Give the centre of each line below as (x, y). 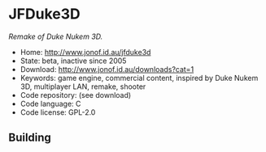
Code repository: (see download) (76, 95)
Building (30, 138)
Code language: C (50, 103)
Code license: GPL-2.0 (58, 112)
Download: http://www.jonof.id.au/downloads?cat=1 (107, 69)
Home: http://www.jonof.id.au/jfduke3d (85, 52)
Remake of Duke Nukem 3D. (56, 36)
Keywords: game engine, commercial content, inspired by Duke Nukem (139, 78)
